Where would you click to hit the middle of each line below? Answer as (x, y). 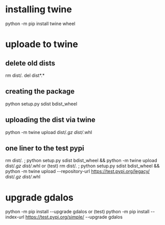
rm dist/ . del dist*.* (25, 75)
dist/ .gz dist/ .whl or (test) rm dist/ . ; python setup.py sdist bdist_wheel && (82, 166)
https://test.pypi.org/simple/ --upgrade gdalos (74, 217)
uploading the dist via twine (50, 120)
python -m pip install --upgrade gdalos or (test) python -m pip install (77, 212)
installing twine (39, 9)
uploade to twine (42, 44)
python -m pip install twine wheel (40, 24)
